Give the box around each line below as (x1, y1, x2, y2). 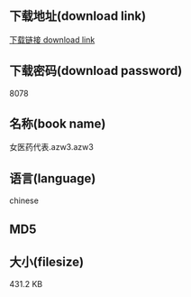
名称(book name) (9, 116, 106, 132)
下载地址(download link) (9, 8, 147, 24)
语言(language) (9, 171, 96, 186)
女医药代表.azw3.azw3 (9, 142, 95, 153)
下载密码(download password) (9, 63, 183, 79)
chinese (9, 195, 39, 206)
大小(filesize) (9, 255, 84, 270)
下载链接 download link (9, 34, 95, 45)
